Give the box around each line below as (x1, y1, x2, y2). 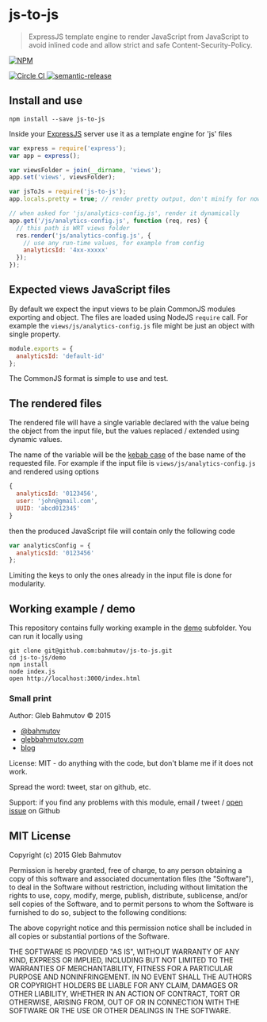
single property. (9, 329, 61, 339)
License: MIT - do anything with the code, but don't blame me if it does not (9, 759, 254, 768)
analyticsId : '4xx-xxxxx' (23, 246, 109, 255)
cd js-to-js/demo (9, 654, 67, 662)
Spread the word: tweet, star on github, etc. (9, 782, 151, 792)
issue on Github (9, 806, 60, 816)
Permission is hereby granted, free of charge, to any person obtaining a (9, 866, 242, 875)
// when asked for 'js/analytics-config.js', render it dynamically (9, 209, 240, 217)
